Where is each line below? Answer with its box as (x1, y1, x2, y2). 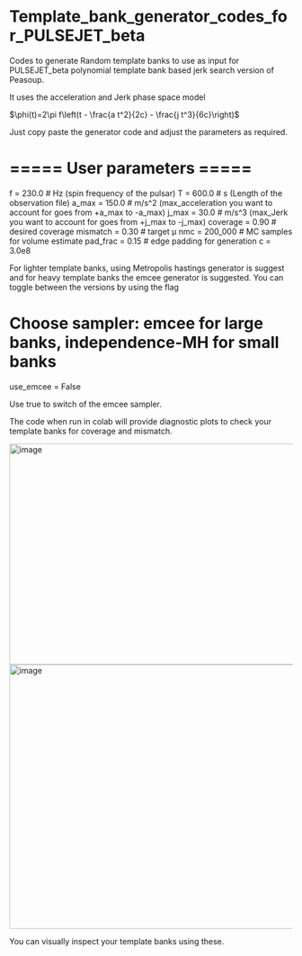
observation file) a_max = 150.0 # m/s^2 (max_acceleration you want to (9, 197, 273, 208)
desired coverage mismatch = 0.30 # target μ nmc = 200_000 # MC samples (9, 226, 293, 237)
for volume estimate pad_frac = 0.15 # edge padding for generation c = (9, 236, 271, 246)
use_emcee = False (9, 380, 81, 392)
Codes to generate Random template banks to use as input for (9, 55, 240, 66)
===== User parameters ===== (9, 158, 253, 179)
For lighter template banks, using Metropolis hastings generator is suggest (9, 263, 285, 273)
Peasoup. (9, 74, 45, 85)
